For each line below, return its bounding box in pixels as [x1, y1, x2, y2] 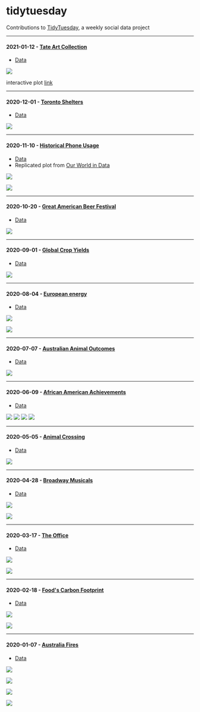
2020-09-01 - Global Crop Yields [6, 246, 89, 254]
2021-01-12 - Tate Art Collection [6, 43, 87, 50]
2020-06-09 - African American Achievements [6, 388, 126, 395]
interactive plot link [6, 79, 53, 86]
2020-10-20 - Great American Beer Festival [6, 203, 116, 210]
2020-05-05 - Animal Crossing [6, 433, 85, 441]
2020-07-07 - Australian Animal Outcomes [6, 345, 115, 352]
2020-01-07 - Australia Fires [6, 641, 79, 648]
